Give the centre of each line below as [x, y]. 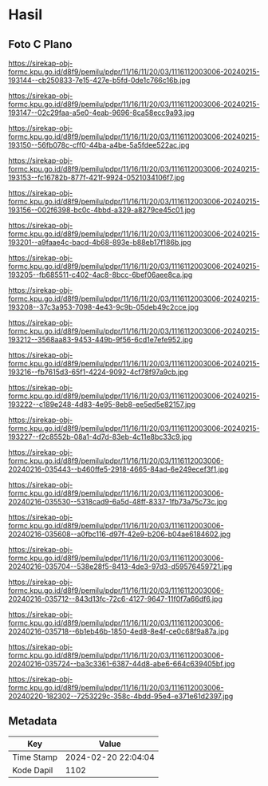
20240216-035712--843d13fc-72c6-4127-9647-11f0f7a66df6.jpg [116, 599]
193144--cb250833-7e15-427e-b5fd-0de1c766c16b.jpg [99, 80]
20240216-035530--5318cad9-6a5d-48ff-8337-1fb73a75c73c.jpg [118, 502]
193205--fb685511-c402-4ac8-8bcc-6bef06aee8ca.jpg [100, 275]
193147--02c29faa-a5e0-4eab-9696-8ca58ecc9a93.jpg [102, 113]
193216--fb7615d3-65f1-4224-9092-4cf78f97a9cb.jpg [99, 372]
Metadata [33, 721]
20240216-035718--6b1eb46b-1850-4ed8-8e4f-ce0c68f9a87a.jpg [119, 631]
